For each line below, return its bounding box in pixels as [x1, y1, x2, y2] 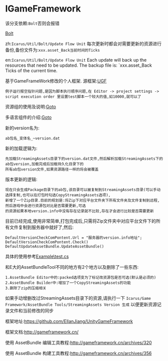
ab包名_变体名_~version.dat [5, 136, 60, 141]
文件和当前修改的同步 [9, 307, 54, 313]
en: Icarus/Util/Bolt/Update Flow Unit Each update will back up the [5, 57, 147, 63]
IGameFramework [5, 3, 81, 15]
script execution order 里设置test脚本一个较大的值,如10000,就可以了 [5, 94, 141, 99]
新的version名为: [5, 125, 40, 131]
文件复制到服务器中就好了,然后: [9, 224, 74, 230]
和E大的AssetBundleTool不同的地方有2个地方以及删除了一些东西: [5, 264, 139, 270]
